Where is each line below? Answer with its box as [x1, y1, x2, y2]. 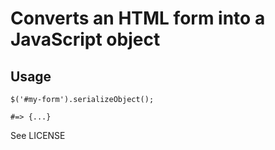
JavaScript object [10, 28, 161, 51]
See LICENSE [10, 130, 66, 141]
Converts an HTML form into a [10, 7, 266, 30]
